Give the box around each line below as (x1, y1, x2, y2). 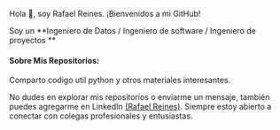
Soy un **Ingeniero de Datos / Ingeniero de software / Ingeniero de (9, 26, 257, 35)
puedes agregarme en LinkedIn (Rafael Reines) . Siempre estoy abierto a (9, 102, 272, 112)
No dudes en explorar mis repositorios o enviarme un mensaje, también (9, 92, 270, 103)
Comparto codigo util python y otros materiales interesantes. (9, 75, 231, 86)
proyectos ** (9, 35, 56, 45)
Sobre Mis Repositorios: (9, 55, 100, 65)
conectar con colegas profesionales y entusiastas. (9, 111, 193, 121)
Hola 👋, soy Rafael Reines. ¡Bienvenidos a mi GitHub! (9, 9, 201, 19)
